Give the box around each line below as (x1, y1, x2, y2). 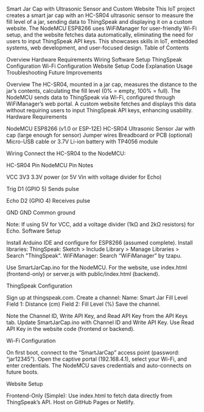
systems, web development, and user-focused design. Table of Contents (6, 44, 189, 51)
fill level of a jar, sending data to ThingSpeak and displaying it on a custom (6, 18, 193, 25)
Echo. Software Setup (6, 227, 61, 234)
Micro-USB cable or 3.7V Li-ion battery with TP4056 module (6, 138, 158, 145)
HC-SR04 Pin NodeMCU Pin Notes (6, 162, 93, 168)
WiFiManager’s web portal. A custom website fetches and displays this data (6, 100, 196, 107)
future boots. (6, 369, 39, 375)
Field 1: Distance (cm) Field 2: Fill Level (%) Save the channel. (6, 300, 161, 308)
